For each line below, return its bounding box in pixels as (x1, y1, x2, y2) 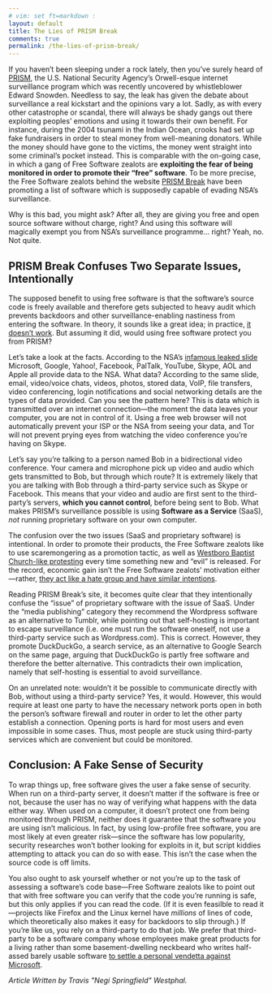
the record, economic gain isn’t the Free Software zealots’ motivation (8, 565, 240, 575)
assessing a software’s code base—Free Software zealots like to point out (8, 882, 256, 891)
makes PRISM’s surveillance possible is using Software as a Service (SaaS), (8, 505, 264, 516)
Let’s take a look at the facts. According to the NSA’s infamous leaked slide (8, 352, 258, 362)
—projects (8, 908, 43, 917)
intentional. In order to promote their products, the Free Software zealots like (8, 539, 264, 549)
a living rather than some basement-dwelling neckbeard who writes (8, 942, 235, 952)
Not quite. (8, 236, 42, 245)
